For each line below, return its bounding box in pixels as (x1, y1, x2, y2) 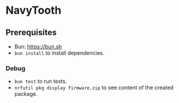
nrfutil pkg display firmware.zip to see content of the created (14, 84, 174, 91)
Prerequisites (5, 27, 57, 38)
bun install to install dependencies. (14, 49, 105, 57)
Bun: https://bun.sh (14, 43, 62, 50)
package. (14, 90, 38, 98)
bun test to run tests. (14, 78, 67, 85)
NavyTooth (5, 4, 62, 17)
